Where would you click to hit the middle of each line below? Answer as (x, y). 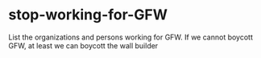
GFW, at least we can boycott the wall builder (83, 45)
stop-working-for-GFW (88, 15)
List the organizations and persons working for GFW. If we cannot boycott (131, 37)
